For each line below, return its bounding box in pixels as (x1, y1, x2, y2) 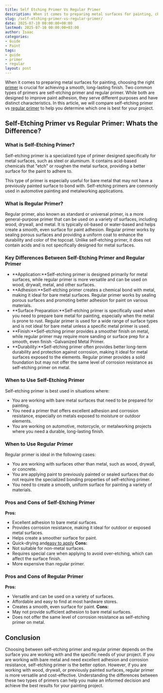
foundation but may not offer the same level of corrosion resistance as (12, 359, 153, 365)
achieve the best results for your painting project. (5, 683, 103, 689)
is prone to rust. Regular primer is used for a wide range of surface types (12, 318, 158, 324)
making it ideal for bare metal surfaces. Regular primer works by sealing (12, 292, 156, 298)
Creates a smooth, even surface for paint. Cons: (12, 604, 109, 610)
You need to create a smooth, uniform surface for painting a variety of (12, 482, 152, 487)
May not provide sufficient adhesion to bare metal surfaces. (12, 609, 132, 615)
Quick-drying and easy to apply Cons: (12, 540, 88, 546)
